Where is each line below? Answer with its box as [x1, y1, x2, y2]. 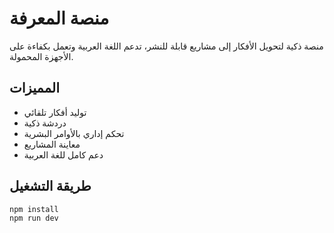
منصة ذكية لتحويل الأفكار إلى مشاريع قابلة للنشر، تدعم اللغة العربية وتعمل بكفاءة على [9, 40, 324, 52]
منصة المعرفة [9, 7, 110, 30]
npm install [9, 204, 59, 214]
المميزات [9, 80, 61, 97]
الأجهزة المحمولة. [9, 50, 74, 62]
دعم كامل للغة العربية [23, 148, 104, 161]
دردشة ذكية [23, 117, 67, 129]
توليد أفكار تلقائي [23, 106, 87, 118]
